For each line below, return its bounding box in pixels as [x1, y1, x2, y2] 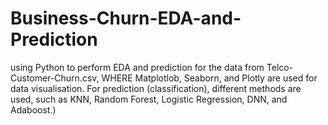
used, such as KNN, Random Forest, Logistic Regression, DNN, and [10, 93, 288, 105]
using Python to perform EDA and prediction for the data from [10, 61, 265, 73]
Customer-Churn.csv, [10, 72, 100, 84]
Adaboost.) [10, 103, 57, 116]
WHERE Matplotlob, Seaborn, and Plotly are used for [101, 72, 318, 84]
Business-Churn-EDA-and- [10, 7, 242, 30]
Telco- [266, 61, 294, 73]
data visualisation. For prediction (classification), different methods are [10, 82, 302, 94]
